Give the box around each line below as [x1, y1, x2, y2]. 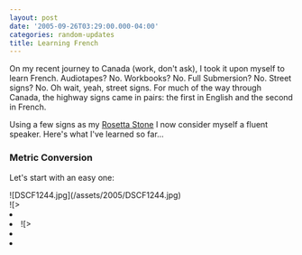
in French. [9, 101, 47, 113]
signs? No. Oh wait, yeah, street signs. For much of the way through [9, 82, 261, 93]
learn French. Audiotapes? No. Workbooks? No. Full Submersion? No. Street [9, 73, 292, 84]
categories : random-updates [9, 30, 115, 39]
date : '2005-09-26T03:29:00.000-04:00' [9, 22, 160, 31]
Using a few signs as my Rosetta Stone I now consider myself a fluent [9, 119, 269, 130]
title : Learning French [9, 38, 99, 48]
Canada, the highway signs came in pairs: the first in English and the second [9, 92, 293, 103]
